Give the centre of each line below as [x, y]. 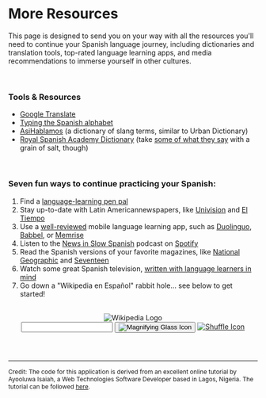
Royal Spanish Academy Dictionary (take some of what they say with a [135, 140]
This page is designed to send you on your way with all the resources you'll [131, 36]
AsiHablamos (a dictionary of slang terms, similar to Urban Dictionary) [134, 131]
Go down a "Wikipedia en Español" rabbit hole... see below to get [126, 285]
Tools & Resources [45, 97]
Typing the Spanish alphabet [66, 123]
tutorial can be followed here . [49, 387]
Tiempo [32, 218]
